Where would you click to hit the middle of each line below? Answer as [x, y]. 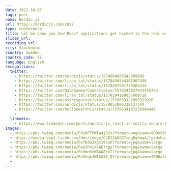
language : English [25, 62]
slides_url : [18, 39]
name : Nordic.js [22, 19]
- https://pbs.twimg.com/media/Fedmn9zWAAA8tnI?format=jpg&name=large [86, 152]
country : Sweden [22, 52]
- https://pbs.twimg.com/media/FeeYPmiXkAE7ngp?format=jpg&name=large [86, 147]
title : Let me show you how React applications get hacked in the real [83, 34]
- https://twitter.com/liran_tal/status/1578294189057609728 [80, 95]
